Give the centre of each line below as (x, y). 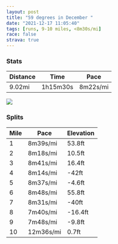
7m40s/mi (43, 212)
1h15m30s (57, 87)
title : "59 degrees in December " (50, 18)
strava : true (23, 40)
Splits (15, 117)
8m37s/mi (43, 182)
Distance (22, 77)
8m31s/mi (43, 202)
